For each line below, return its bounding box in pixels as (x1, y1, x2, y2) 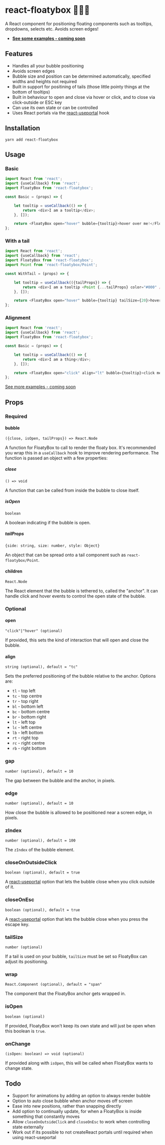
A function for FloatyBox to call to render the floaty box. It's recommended (5, 445, 156, 451)
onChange (5, 1040, 31, 1047)
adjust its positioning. (5, 959, 48, 964)
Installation (5, 124, 40, 132)
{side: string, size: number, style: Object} (5, 543, 100, 548)
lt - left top (12, 719, 36, 725)
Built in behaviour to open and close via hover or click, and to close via (12, 94, 156, 100)
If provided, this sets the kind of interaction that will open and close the (5, 637, 149, 643)
